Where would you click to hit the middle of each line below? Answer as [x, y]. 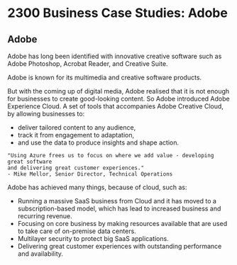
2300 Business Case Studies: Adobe [118, 13]
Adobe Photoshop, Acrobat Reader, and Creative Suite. [88, 64]
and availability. [40, 254]
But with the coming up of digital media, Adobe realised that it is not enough [118, 91]
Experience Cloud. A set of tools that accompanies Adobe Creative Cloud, [115, 106]
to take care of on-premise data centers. [77, 231]
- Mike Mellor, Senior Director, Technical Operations [90, 174]
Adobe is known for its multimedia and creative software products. [105, 77]
